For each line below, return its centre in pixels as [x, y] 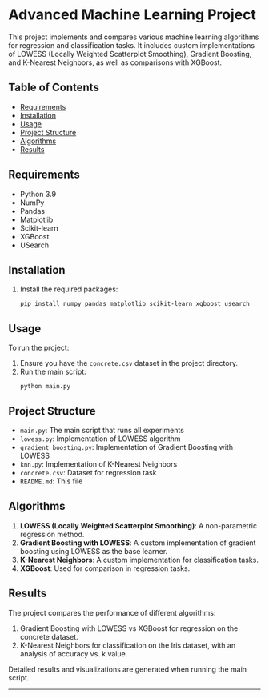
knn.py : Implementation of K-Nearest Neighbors [98, 464]
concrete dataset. [49, 636]
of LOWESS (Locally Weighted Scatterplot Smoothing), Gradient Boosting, [130, 54]
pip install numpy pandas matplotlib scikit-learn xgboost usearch [134, 304]
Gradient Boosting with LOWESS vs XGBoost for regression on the [129, 628]
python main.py [45, 387]
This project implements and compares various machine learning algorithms [134, 37]
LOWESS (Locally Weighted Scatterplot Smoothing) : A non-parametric [139, 525]
